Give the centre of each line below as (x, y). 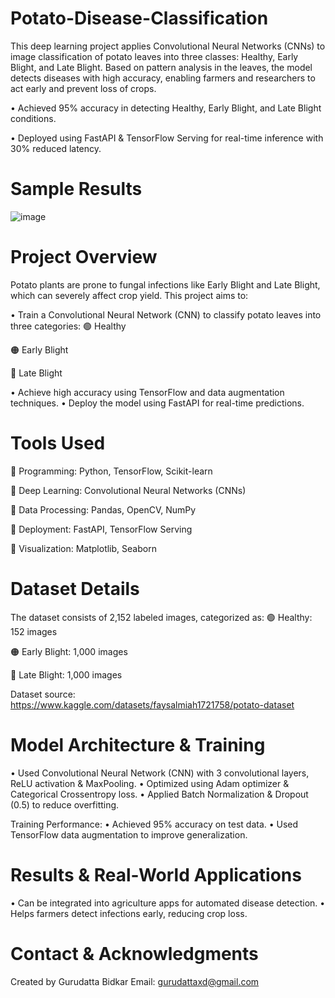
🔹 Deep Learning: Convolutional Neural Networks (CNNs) (128, 490)
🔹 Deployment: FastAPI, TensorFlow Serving (101, 529)
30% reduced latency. (56, 148)
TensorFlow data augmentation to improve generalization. (129, 834)
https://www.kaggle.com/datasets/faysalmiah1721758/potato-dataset (152, 704)
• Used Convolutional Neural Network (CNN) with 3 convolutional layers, (160, 773)
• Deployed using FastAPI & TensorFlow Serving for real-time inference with (167, 138)
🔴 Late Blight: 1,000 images (66, 674)
